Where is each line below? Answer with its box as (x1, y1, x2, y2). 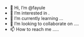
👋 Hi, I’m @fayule (9, 5, 45, 10)
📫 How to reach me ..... (9, 26, 59, 32)
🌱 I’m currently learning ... (9, 15, 63, 21)
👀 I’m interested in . (9, 10, 50, 16)
